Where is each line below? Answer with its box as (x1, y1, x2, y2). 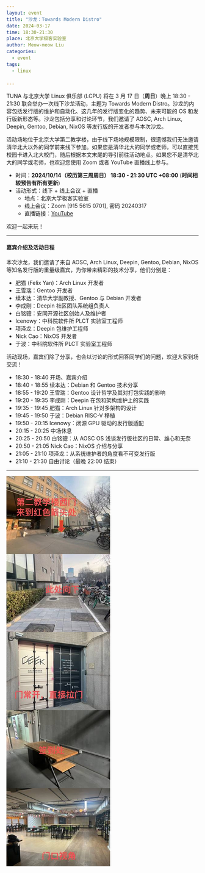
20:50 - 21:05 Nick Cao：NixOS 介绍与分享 (15, 442, 123, 450)
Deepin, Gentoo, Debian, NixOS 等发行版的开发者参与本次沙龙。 (6, 123, 167, 131)
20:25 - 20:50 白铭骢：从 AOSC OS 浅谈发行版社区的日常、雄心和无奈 (15, 434, 191, 442)
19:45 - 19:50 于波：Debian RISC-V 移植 (15, 412, 115, 419)
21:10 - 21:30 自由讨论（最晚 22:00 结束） (15, 458, 120, 465)
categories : (6, 49, 37, 55)
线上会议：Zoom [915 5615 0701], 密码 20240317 (24, 202, 147, 210)
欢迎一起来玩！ (6, 223, 44, 230)
